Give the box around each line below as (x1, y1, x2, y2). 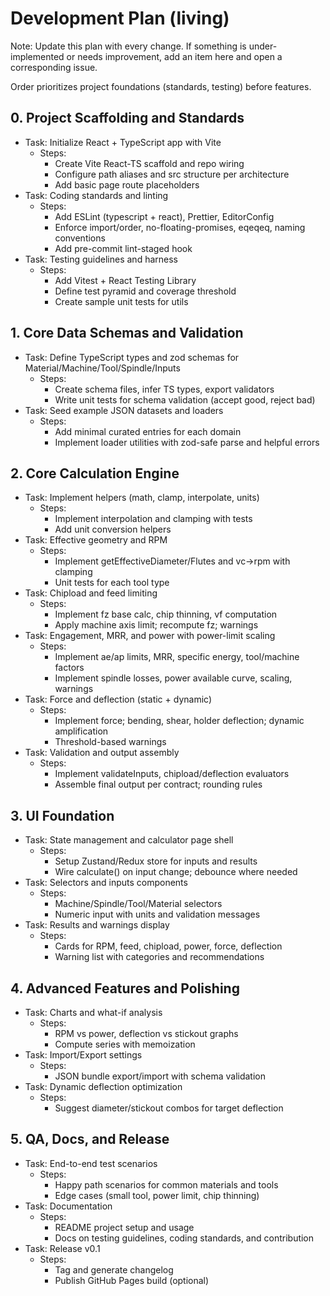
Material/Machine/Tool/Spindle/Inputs (24, 362, 181, 374)
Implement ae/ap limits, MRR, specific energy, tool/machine (54, 651, 300, 663)
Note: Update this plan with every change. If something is (10, 40, 247, 52)
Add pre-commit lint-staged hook (54, 242, 193, 254)
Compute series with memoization (54, 1038, 196, 1050)
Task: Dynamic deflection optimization (24, 1081, 183, 1092)
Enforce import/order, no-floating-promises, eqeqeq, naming (54, 221, 306, 233)
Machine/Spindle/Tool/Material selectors (54, 898, 223, 910)
